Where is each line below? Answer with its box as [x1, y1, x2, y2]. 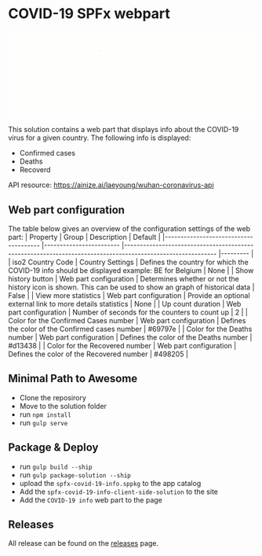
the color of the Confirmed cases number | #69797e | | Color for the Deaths [8, 324, 253, 333]
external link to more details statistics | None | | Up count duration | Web [8, 299, 242, 308]
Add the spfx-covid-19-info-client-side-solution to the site [19, 487, 218, 496]
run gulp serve [19, 418, 68, 427]
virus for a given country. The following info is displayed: [8, 133, 191, 142]
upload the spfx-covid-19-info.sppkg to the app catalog [19, 478, 202, 488]
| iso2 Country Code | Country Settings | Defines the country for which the [8, 257, 249, 267]
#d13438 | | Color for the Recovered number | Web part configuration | [8, 341, 237, 350]
